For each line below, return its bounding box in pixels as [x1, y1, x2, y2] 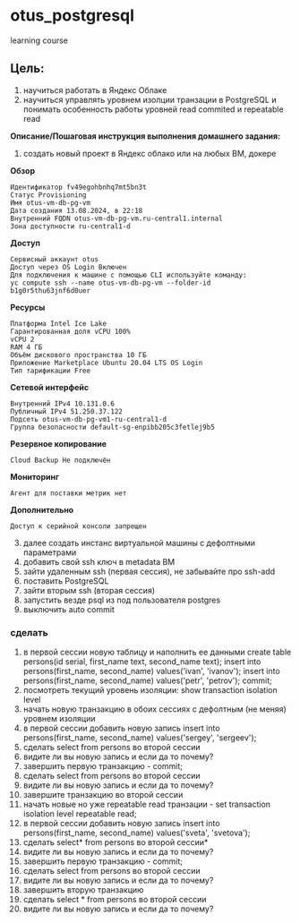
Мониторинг [10, 471, 60, 482]
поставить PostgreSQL [22, 575, 109, 586]
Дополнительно [10, 504, 74, 515]
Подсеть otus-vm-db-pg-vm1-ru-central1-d [10, 414, 167, 423]
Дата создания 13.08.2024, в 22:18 [10, 206, 143, 215]
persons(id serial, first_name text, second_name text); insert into [22, 656, 261, 667]
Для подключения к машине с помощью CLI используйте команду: [10, 270, 247, 279]
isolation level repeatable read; [22, 808, 137, 819]
